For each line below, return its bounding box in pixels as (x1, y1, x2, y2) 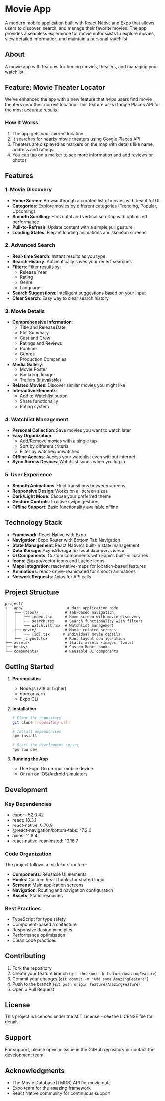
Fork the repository (12, 965, 52, 971)
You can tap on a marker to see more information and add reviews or (12, 152, 153, 158)
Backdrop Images (19, 372, 56, 378)
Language (19, 284, 41, 290)
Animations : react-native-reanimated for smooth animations (12, 568, 136, 574)
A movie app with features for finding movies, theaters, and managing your (5, 63, 158, 69)
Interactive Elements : (12, 388, 57, 394)
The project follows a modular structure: (5, 862, 87, 868)
